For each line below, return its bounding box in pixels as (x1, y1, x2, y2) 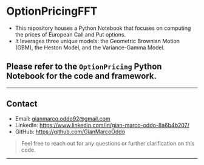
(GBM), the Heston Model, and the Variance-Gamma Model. (15, 44, 165, 51)
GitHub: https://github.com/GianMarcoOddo (15, 128, 126, 135)
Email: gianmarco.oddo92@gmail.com (15, 114, 110, 122)
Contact (6, 99, 38, 109)
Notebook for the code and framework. (6, 71, 157, 82)
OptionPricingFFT (6, 4, 98, 18)
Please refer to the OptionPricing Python (6, 61, 162, 72)
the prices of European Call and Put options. (15, 30, 126, 38)
